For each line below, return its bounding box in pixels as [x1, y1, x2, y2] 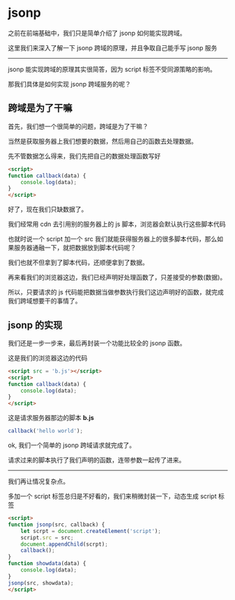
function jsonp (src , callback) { [8, 521, 105, 528]
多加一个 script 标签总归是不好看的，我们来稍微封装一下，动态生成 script [8, 492, 217, 500]
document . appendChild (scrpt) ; [20, 541, 109, 548]
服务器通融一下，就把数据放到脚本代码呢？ [13, 243, 137, 252]
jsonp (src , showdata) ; [8, 579, 74, 587]
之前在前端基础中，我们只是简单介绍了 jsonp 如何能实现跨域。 [8, 29, 186, 37]
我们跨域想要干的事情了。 [8, 297, 82, 305]
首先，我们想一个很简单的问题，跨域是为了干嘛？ [8, 122, 149, 130]
